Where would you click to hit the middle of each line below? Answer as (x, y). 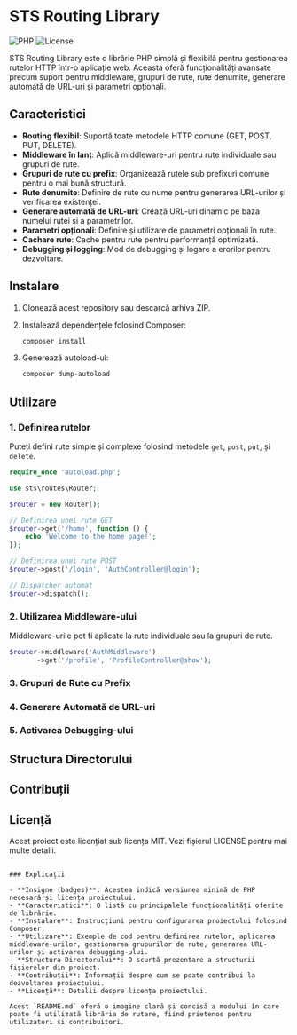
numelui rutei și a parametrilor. (78, 220)
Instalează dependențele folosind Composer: (104, 325)
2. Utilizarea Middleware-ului (73, 616)
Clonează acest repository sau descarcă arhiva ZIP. (116, 307)
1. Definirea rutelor (50, 427)
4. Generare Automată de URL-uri (82, 707)
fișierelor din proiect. (55, 968)
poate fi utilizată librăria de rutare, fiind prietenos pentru (130, 1015)
